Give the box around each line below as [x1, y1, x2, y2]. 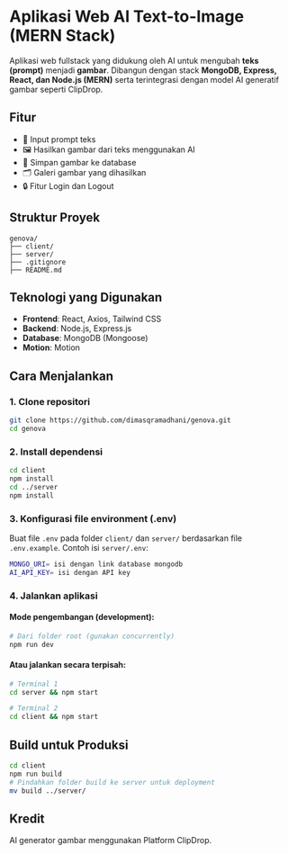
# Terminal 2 [9, 704, 58, 713]
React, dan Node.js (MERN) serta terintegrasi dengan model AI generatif [9, 74, 279, 85]
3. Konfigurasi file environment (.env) [9, 512, 177, 525]
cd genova [9, 424, 47, 433]
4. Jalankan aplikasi [9, 589, 98, 602]
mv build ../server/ [9, 786, 87, 796]
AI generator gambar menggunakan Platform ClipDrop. [9, 835, 212, 846]
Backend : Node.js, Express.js [22, 323, 132, 334]
